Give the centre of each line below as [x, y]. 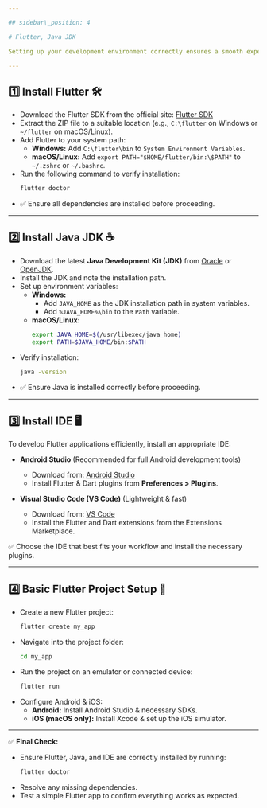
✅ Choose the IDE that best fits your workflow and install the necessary [125, 547]
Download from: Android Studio [83, 475]
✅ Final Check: [33, 741]
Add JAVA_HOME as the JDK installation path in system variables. [147, 303]
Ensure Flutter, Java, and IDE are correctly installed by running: [123, 757]
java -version [43, 372]
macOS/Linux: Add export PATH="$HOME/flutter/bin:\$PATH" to [136, 157]
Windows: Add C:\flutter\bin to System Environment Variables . [138, 149]
